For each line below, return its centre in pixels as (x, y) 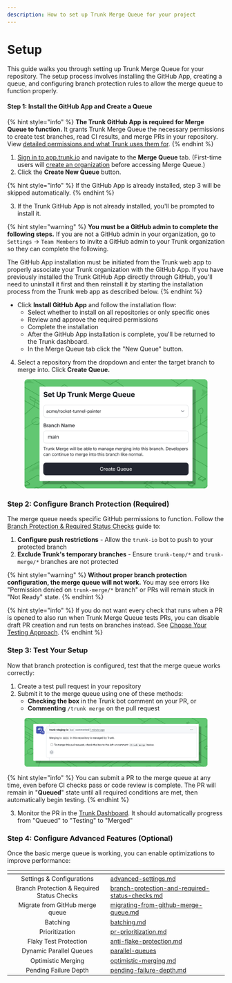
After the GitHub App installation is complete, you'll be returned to (121, 334)
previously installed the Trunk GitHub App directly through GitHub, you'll (110, 277)
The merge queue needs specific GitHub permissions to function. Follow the (116, 519)
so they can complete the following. (58, 249)
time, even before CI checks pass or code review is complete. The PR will (112, 785)
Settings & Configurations (58, 878)
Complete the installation (63, 327)
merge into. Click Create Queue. (64, 369)
